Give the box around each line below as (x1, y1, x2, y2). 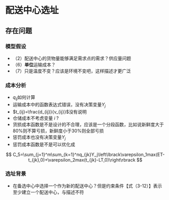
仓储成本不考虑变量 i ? (12, 115, 59, 121)
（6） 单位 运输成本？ (12, 61, 56, 67)
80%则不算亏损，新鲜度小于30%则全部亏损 (12, 128, 104, 134)
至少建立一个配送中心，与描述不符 (12, 189, 84, 195)
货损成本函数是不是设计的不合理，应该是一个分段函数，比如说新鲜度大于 (12, 121, 164, 127)
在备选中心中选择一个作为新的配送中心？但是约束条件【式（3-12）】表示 (12, 183, 162, 189)
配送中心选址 (5, 5, 59, 16)
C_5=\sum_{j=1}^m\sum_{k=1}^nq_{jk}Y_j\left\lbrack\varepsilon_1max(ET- (12, 151, 165, 157)
